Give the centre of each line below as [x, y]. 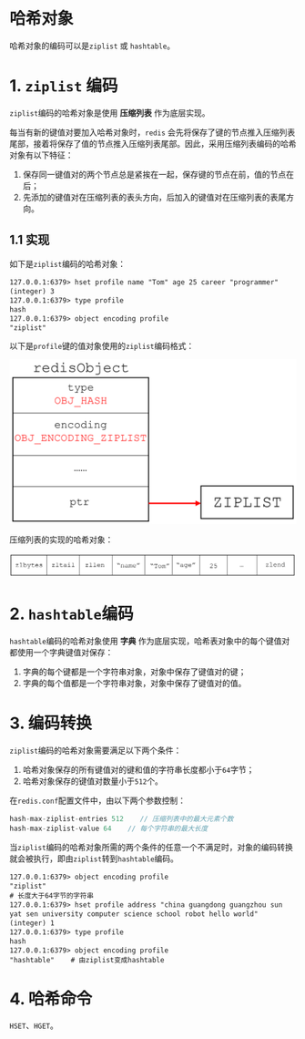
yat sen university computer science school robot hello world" [134, 914]
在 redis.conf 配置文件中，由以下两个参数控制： [98, 800]
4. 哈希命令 [51, 998]
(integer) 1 [32, 923]
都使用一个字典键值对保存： [61, 652]
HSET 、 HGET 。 [34, 1025]
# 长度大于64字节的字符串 [51, 895]
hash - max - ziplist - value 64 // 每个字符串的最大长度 [109, 828]
